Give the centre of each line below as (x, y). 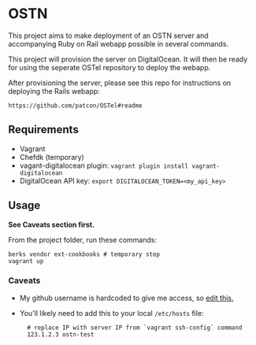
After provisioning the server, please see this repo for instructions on (120, 83)
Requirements (43, 130)
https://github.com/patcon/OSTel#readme (76, 106)
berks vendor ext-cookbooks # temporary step (84, 254)
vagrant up (26, 261)
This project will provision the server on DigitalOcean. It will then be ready (128, 59)
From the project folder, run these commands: (83, 239)
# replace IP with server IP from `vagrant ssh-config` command (135, 328)
